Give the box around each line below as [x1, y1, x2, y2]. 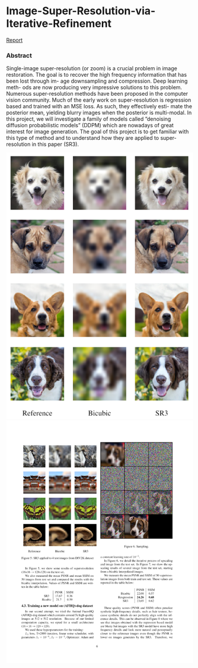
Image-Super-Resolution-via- [6, 4, 156, 18]
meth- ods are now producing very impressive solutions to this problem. [6, 84, 183, 91]
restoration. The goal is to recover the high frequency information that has [6, 71, 187, 79]
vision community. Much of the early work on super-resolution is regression [6, 96, 191, 104]
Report [6, 36, 23, 43]
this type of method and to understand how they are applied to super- [6, 134, 177, 142]
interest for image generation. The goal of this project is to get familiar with [6, 128, 189, 135]
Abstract [6, 51, 33, 59]
